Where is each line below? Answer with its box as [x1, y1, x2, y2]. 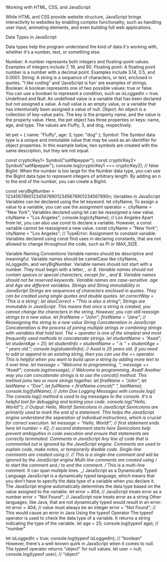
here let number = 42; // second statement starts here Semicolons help [5, 425, 151, 431]
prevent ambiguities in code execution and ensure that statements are [5, 431, 149, 436]
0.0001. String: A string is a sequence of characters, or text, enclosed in [5, 75, 153, 80]
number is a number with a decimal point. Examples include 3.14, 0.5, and [5, 69, 156, 75]
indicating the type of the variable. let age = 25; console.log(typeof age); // [5, 520, 159, 526]
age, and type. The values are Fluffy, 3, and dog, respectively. [5, 122, 132, 128]
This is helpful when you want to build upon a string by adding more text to [5, 356, 159, 362]
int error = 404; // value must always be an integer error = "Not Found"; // [5, 505, 156, 510]
